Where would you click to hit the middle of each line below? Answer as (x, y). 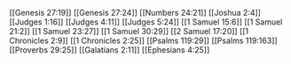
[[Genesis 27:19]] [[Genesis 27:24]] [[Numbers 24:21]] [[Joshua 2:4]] (135, 13)
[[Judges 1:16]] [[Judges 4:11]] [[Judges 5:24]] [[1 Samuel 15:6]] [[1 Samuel (146, 22)
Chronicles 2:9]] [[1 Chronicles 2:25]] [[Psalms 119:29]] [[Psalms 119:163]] (143, 40)
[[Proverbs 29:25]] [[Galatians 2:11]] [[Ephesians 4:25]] (110, 50)
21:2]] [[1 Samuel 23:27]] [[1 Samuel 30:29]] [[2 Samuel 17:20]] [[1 (129, 31)
